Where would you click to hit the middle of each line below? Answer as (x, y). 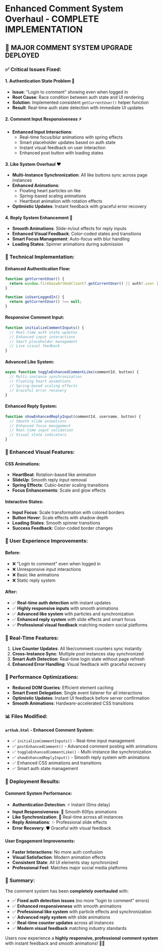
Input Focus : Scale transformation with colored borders (68, 512)
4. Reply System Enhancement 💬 (39, 217)
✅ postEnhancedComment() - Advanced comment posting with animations (85, 746)
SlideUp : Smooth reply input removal (49, 480)
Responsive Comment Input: (35, 317)
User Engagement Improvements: (40, 841)
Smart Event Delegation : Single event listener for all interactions (77, 693)
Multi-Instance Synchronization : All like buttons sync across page (80, 175)
